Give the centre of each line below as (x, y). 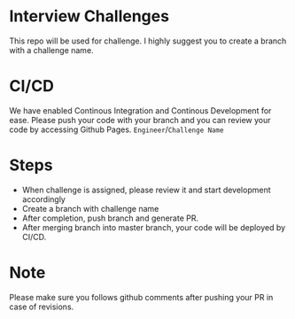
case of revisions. (42, 307)
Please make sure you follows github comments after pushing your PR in (141, 297)
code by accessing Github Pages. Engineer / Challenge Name (116, 129)
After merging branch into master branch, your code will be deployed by (154, 227)
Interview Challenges (89, 16)
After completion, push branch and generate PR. (110, 218)
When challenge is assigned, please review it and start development (147, 190)
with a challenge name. (52, 50)
